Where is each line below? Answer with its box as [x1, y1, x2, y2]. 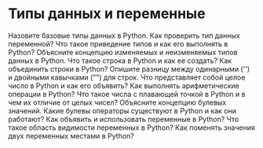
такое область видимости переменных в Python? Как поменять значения [8, 123, 255, 132]
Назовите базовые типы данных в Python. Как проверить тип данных [8, 31, 241, 40]
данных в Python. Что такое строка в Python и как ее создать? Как [8, 56, 232, 65]
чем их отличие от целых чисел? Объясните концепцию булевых [8, 98, 227, 107]
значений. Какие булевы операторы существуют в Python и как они [8, 105, 237, 115]
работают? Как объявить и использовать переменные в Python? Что [8, 114, 239, 124]
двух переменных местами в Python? [8, 131, 135, 140]
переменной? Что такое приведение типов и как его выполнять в [8, 39, 228, 48]
